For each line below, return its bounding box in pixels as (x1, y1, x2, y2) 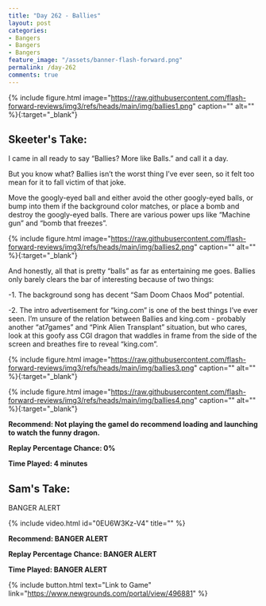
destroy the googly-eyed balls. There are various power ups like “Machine (8, 210, 251, 220)
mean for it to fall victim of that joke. (8, 178, 126, 187)
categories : (8, 26, 48, 34)
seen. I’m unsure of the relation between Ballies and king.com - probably (8, 314, 246, 323)
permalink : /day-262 (8, 64, 77, 72)
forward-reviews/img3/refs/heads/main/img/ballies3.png (8, 363, 195, 373)
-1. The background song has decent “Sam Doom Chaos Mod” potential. (8, 290, 245, 299)
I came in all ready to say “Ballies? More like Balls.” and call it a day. (8, 154, 229, 163)
